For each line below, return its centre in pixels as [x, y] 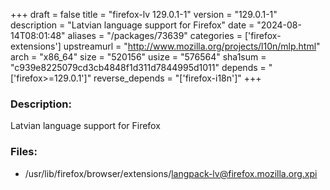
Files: [24, 152]
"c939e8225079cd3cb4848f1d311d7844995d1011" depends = [138, 67]
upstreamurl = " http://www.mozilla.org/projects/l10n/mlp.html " [192, 46]
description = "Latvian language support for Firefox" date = [132, 25]
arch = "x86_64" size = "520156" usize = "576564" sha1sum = [138, 57]
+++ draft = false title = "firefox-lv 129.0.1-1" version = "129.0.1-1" [144, 14]
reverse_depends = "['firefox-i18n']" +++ [177, 78]
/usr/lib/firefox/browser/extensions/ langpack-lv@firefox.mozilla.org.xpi [171, 173]
